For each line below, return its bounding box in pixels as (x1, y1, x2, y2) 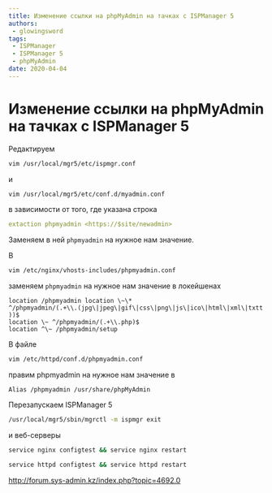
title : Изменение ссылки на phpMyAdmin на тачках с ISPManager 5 (8, 11, 234, 20)
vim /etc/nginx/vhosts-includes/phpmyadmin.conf (8, 266, 176, 275)
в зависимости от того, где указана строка (8, 205, 158, 214)
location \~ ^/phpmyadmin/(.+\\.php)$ (8, 318, 140, 327)
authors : (8, 19, 38, 28)
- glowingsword (11, 27, 63, 35)
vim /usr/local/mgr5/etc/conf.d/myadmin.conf (8, 190, 165, 198)
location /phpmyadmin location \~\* (8, 297, 132, 305)
